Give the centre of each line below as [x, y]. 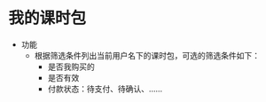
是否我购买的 [71, 67]
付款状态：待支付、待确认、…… [105, 89]
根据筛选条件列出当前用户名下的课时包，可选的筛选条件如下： [147, 55]
